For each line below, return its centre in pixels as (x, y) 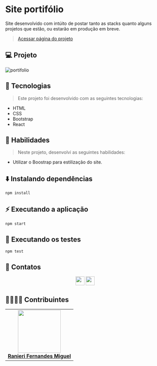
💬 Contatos (23, 267)
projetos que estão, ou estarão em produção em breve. (63, 28)
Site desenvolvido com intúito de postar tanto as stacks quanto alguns (78, 23)
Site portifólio (34, 9)
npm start (16, 224)
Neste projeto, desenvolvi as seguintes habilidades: (71, 152)
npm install (18, 193)
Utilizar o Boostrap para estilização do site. (57, 162)
